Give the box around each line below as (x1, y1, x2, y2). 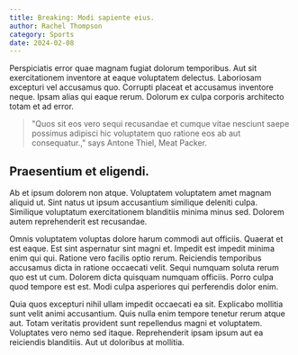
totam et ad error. (9, 101, 75, 112)
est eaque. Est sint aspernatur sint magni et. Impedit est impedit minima (9, 244, 275, 254)
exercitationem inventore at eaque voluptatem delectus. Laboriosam (9, 73, 262, 84)
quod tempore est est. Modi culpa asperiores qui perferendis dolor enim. (9, 281, 279, 292)
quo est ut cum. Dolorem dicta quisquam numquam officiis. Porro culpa (9, 271, 275, 283)
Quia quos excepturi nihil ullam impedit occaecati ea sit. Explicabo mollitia (9, 298, 284, 310)
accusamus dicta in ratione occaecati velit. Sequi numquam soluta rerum (9, 262, 279, 273)
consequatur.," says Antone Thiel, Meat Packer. (31, 138, 208, 148)
